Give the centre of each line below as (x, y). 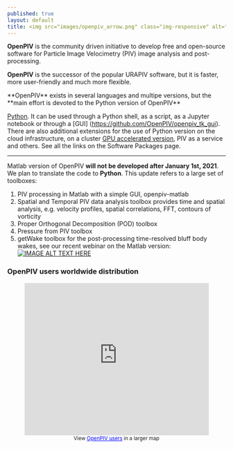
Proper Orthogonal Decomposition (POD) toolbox (87, 224)
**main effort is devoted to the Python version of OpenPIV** (94, 103)
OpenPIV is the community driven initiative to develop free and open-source (116, 47)
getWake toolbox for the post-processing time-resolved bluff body (112, 239)
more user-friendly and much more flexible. (69, 82)
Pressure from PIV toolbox (55, 231)
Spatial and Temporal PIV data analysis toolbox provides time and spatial (121, 202)
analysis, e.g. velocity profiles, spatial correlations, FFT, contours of (114, 209)
